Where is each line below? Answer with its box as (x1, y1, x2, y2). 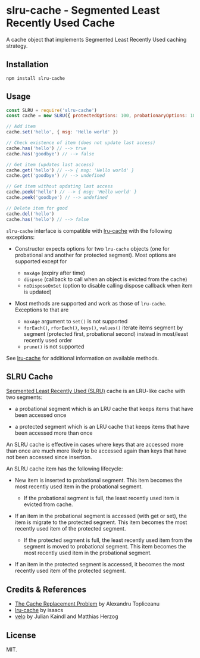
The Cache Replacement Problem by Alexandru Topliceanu (14, 600, 160, 607)
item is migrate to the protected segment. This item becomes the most (14, 519, 187, 526)
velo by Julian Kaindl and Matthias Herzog (14, 613, 118, 620)
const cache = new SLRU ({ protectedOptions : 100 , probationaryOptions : (6, 113, 187, 119)
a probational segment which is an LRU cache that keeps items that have (14, 406, 193, 413)
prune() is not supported (23, 343, 85, 350)
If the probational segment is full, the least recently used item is (23, 495, 180, 502)
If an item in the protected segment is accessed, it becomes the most (14, 561, 185, 568)
